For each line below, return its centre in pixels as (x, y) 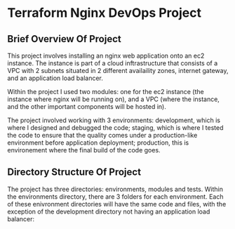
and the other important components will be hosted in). (87, 106)
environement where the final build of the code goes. (84, 150)
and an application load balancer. (55, 78)
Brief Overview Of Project (64, 39)
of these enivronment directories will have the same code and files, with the (117, 204)
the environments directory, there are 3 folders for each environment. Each (115, 196)
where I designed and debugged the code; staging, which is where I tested (115, 127)
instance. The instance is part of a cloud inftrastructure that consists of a (113, 63)
